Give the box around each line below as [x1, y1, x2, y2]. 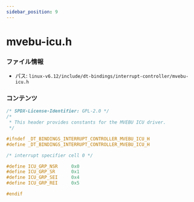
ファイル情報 [6, 57, 44, 66]
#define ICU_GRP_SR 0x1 [6, 169, 80, 175]
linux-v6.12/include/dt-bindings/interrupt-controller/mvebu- [28, 74, 189, 80]
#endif [6, 191, 23, 197]
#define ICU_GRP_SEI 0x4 [6, 174, 80, 181]
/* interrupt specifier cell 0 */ [6, 152, 94, 159]
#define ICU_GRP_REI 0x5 [6, 180, 80, 186]
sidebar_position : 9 [6, 8, 59, 15]
